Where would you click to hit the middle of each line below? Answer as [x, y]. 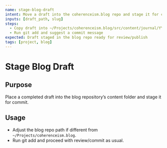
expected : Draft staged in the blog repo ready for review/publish [77, 38]
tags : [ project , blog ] [29, 42]
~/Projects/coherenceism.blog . [44, 135]
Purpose [19, 85]
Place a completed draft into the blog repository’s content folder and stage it [83, 97]
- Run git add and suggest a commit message [56, 33]
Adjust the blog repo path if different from [55, 130]
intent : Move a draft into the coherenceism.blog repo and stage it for [82, 14]
